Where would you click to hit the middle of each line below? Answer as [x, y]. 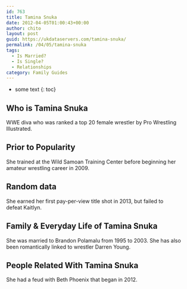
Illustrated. [19, 129]
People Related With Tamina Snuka [72, 265]
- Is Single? [28, 61]
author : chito [24, 28]
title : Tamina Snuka [32, 17]
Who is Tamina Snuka [47, 108]
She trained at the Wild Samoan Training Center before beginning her [91, 162]
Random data [31, 187]
